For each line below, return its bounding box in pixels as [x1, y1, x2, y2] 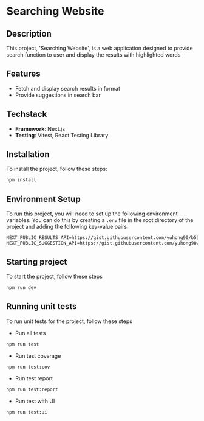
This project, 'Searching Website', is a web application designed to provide [6, 44, 193, 52]
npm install [6, 177, 36, 183]
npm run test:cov [6, 364, 50, 370]
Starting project [6, 257, 67, 267]
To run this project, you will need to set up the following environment [6, 210, 178, 217]
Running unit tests [6, 301, 77, 311]
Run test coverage [15, 352, 61, 360]
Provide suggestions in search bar [15, 91, 101, 99]
